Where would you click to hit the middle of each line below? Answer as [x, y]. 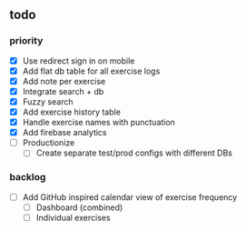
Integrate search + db [63, 91]
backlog [28, 177]
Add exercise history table [71, 112]
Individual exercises [73, 217]
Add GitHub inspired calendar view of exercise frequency [130, 197]
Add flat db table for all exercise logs [91, 71]
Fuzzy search [48, 101]
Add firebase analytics [64, 133]
